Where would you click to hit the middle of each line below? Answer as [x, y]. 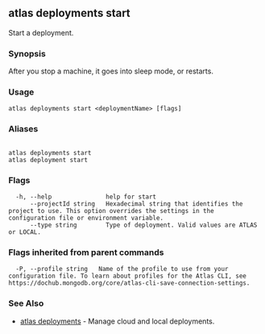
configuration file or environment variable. [86, 218]
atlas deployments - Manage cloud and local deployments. [117, 321]
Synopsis [27, 53]
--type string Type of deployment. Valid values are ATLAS [143, 225]
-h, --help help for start [86, 197]
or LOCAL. [25, 232]
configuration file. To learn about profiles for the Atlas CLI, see [128, 276]
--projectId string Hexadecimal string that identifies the [136, 204]
